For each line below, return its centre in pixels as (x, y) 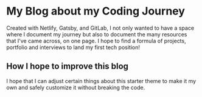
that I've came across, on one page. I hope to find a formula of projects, (96, 41)
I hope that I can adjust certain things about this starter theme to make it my (101, 81)
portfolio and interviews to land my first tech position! (73, 47)
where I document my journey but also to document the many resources (97, 34)
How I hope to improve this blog (68, 66)
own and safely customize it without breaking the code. (76, 87)
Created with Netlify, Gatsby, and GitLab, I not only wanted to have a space (100, 28)
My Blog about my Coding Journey (96, 11)
